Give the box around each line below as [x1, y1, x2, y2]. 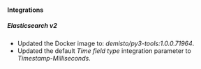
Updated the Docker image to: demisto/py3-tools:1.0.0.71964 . [17, 39, 195, 47]
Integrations [7, 6, 44, 14]
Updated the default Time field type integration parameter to [17, 46, 192, 55]
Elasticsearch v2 [7, 22, 57, 30]
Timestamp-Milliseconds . [17, 54, 91, 62]
